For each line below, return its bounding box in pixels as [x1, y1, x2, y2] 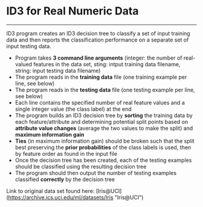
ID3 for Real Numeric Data [6, 4, 139, 18]
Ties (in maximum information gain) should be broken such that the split [14, 137, 195, 144]
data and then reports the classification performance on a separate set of [6, 36, 189, 43]
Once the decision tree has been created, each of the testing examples [14, 156, 192, 164]
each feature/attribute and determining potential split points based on [14, 118, 188, 125]
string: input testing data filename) [14, 67, 101, 74]
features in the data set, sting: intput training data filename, [33, 60, 181, 67]
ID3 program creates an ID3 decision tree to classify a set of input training [6, 29, 190, 37]
